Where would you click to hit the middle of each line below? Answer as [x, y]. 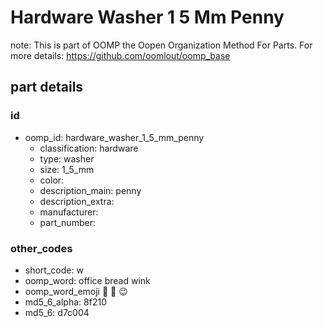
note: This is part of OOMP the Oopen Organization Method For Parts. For [161, 45]
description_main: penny [90, 190]
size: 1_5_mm [67, 169]
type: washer [67, 158]
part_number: [67, 222]
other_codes [41, 248]
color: [52, 180]
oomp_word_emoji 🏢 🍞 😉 [76, 291]
